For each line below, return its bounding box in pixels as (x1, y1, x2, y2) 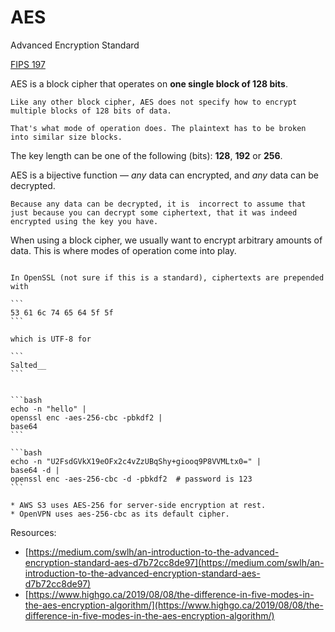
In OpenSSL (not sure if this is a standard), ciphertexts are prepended (10, 272, 325, 283)
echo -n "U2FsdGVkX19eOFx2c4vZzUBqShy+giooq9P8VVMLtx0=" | (10, 456, 262, 466)
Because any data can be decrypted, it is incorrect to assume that (10, 199, 307, 209)
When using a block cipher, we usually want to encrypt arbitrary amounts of (10, 234, 323, 246)
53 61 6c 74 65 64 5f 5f (10, 307, 114, 318)
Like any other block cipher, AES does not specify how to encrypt (10, 97, 298, 107)
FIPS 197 (10, 58, 46, 70)
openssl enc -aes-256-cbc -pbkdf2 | (10, 412, 163, 423)
